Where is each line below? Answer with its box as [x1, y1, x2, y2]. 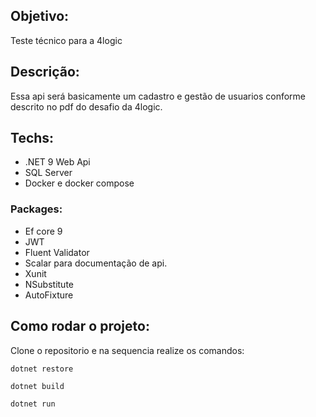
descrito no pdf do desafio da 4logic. [10, 100, 163, 113]
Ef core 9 [24, 225, 63, 237]
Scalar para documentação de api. [24, 257, 168, 269]
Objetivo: [10, 8, 70, 25]
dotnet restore [10, 364, 74, 374]
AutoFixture [24, 289, 74, 301]
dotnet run [10, 399, 56, 409]
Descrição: [10, 64, 80, 81]
